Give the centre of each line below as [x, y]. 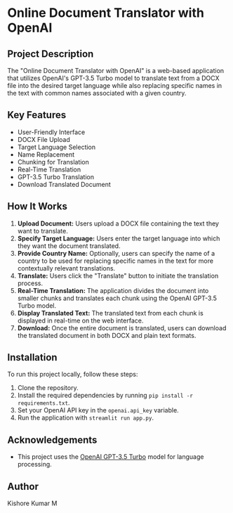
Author [23, 486]
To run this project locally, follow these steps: [73, 375]
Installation [32, 357]
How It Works [38, 206]
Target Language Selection [56, 147]
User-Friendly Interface [51, 132]
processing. [35, 465]
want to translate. [42, 230]
